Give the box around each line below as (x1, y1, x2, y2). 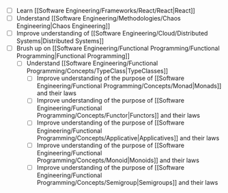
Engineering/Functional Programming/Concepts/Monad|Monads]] (36, 82, 222, 90)
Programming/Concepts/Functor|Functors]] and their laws (36, 112, 201, 120)
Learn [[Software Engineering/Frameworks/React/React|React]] (16, 7, 195, 14)
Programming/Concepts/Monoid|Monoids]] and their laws (36, 156, 199, 164)
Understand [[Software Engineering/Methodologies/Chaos (16, 14, 182, 23)
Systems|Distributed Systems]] (16, 37, 104, 45)
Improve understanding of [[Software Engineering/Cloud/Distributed (16, 29, 208, 38)
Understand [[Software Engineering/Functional (26, 59, 158, 68)
